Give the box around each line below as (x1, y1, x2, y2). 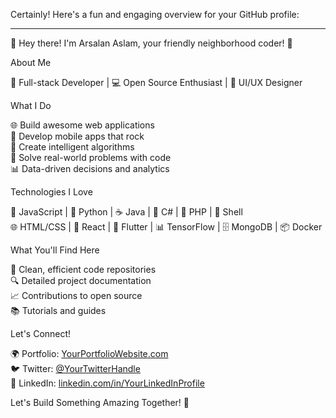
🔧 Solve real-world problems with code (10, 152, 172, 163)
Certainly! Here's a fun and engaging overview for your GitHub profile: (10, 9, 300, 20)
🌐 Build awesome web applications (10, 119, 155, 131)
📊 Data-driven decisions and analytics (10, 163, 170, 174)
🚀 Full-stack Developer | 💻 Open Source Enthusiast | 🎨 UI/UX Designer (10, 77, 303, 88)
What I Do (10, 100, 52, 111)
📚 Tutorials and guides (10, 305, 107, 316)
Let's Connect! (10, 328, 72, 339)
